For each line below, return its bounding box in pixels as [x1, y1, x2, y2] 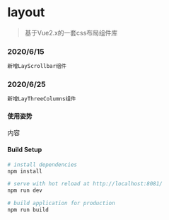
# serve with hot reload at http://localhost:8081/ [7, 180, 163, 187]
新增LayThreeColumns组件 [7, 95, 76, 103]
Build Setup [7, 146, 42, 154]
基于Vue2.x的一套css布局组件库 [24, 28, 118, 37]
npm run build [7, 207, 49, 214]
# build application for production [7, 199, 115, 207]
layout [7, 4, 45, 21]
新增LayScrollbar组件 [7, 63, 67, 70]
